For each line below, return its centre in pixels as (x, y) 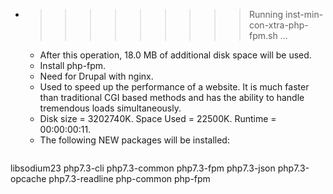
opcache (28, 178)
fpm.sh (263, 35)
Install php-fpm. (73, 65)
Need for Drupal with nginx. (96, 76)
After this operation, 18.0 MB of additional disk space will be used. (175, 55)
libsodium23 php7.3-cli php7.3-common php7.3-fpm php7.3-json (143, 168)
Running (266, 14)
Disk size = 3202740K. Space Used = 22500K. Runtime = (158, 118)
